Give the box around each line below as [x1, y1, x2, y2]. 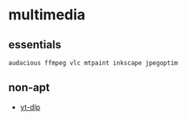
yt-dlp [19, 102, 41, 112]
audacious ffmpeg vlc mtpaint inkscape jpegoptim [8, 59, 179, 67]
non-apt [8, 81, 50, 94]
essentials [8, 38, 62, 52]
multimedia [8, 6, 86, 24]
